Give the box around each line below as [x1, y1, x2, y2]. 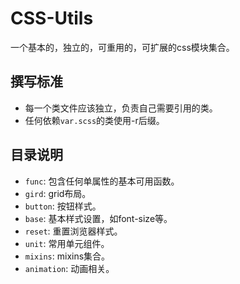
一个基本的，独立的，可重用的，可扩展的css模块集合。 [10, 41, 235, 53]
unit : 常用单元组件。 [24, 237, 110, 249]
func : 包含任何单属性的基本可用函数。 [24, 175, 180, 187]
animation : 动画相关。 [24, 262, 115, 274]
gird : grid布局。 [24, 187, 92, 199]
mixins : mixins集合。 [24, 250, 111, 262]
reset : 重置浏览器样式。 [24, 225, 123, 237]
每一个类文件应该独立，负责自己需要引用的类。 [24, 102, 218, 114]
